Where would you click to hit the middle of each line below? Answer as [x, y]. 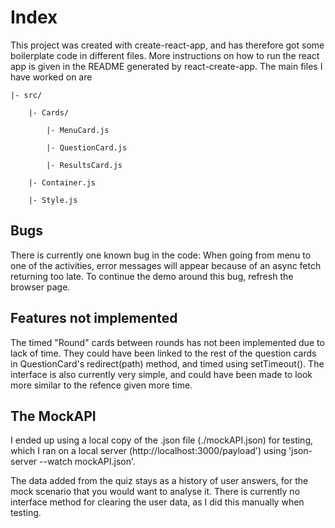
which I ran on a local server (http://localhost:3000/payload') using [148, 451]
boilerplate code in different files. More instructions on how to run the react [165, 55]
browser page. [40, 287]
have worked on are [51, 77]
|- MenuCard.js [78, 130]
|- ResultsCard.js [84, 165]
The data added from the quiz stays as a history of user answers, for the [159, 481]
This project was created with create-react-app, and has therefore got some [167, 45]
